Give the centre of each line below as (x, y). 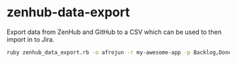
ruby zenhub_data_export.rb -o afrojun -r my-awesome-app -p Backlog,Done (119, 52)
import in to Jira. (30, 39)
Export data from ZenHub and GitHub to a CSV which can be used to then (114, 32)
